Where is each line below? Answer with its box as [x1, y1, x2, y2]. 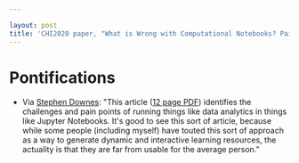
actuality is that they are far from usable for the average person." [21, 144, 260, 155]
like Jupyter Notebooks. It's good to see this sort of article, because [21, 116, 272, 126]
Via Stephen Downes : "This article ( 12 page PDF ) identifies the [21, 97, 252, 108]
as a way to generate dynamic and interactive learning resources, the [21, 134, 277, 145]
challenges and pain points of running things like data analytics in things [21, 106, 287, 117]
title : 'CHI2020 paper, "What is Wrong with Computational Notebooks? [9, 29, 277, 38]
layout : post [9, 20, 58, 29]
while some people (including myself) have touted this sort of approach [21, 126, 285, 136]
